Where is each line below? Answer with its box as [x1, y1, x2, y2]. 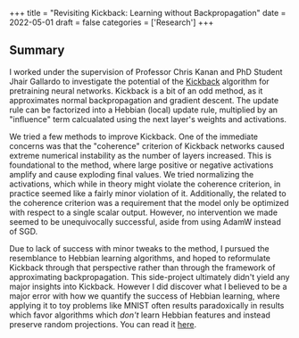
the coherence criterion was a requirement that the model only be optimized [9, 197, 289, 208]
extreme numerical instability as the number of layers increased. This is [9, 150, 272, 161]
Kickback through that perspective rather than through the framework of [9, 262, 276, 273]
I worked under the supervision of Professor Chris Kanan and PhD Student [9, 66, 283, 77]
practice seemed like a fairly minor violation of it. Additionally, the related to [9, 187, 287, 199]
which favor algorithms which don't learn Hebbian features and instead [9, 309, 270, 320]
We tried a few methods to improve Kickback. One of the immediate [9, 131, 259, 142]
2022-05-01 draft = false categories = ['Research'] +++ [9, 17, 214, 28]
